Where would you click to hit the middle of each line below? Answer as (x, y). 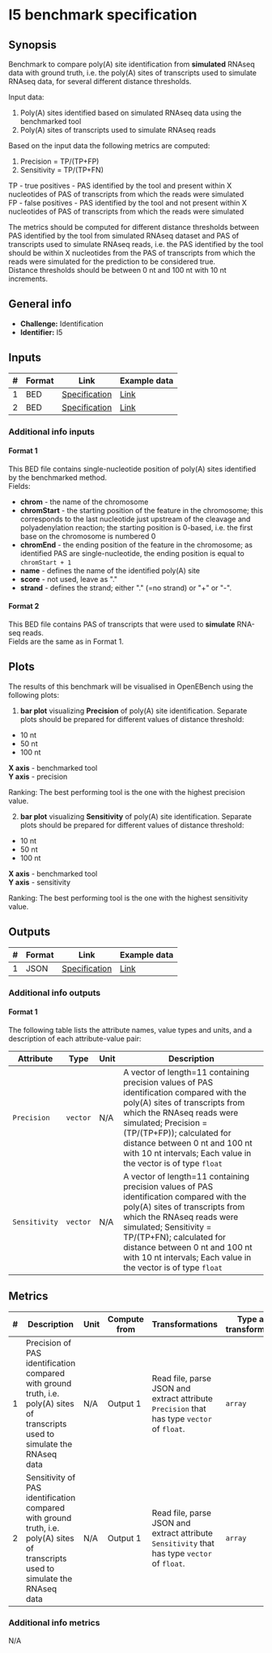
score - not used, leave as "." (69, 579)
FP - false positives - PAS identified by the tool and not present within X (127, 203)
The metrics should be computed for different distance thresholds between (134, 227)
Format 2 (24, 606)
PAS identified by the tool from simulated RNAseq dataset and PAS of (124, 236)
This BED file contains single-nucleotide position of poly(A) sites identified (132, 469)
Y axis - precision (38, 776)
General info (40, 304)
